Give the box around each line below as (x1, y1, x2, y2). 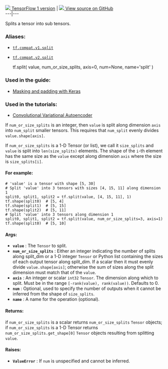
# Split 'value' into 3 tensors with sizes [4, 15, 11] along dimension (5, 186, 161, 191)
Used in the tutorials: (5, 101, 58, 108)
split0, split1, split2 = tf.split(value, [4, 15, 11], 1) (5, 195, 132, 200)
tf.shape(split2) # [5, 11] (5, 208, 66, 213)
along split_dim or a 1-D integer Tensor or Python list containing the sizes (12, 254, 163, 260)
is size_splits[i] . (5, 158, 43, 164)
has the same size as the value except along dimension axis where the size (5, 153, 162, 159)
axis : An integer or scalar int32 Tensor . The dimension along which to (12, 275, 158, 281)
